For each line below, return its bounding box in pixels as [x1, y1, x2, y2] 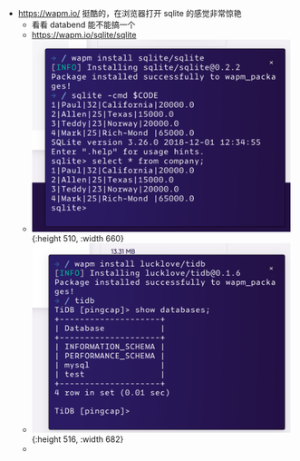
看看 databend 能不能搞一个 [31, 19, 136, 30]
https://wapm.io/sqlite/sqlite [31, 30, 137, 40]
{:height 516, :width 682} [31, 434, 124, 445]
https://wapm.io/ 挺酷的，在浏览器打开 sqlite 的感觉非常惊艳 [17, 8, 242, 18]
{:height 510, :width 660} [31, 232, 124, 243]
